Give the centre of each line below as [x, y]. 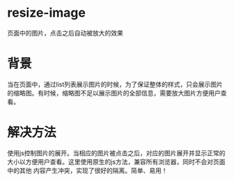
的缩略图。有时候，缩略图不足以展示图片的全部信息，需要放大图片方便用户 [114, 93]
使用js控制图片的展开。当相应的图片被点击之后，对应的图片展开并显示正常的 [116, 153]
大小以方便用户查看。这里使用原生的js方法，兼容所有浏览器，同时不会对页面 [116, 162]
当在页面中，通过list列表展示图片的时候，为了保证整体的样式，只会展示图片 [115, 84]
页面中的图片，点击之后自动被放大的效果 [65, 33]
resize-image [46, 13]
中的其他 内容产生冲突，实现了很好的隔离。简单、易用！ [87, 170]
